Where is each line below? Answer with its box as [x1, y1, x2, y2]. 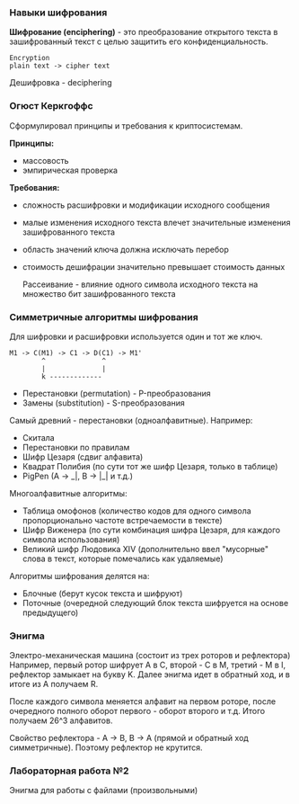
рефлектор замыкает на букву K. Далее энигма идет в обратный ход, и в [9, 669, 290, 680]
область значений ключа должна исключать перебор [22, 244, 229, 255]
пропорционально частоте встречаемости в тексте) [22, 514, 223, 525]
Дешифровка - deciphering [9, 77, 112, 88]
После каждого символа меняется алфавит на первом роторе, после [9, 696, 277, 707]
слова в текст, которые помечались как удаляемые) [22, 553, 224, 564]
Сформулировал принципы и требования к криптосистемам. [9, 120, 243, 131]
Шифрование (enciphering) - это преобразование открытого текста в [9, 27, 278, 38]
